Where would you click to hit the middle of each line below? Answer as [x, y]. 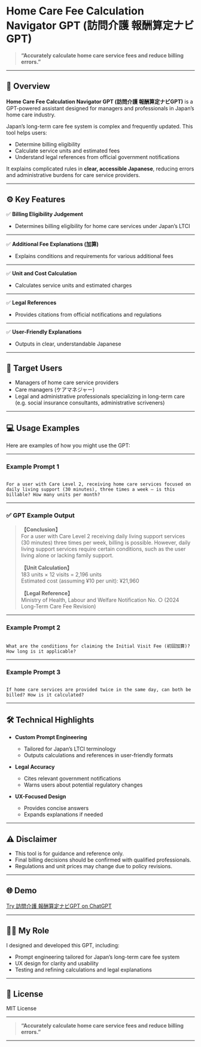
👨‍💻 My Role [28, 931]
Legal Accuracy [35, 767]
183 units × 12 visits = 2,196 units [61, 574]
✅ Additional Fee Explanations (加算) [52, 244]
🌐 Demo [22, 891]
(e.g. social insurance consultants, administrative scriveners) [90, 403]
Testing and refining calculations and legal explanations [83, 970]
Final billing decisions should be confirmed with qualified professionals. [103, 860]
